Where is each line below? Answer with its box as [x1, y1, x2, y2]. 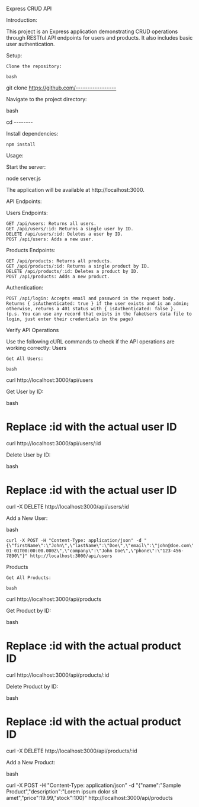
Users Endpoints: [6, 210, 49, 216]
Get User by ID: [6, 388, 44, 395]
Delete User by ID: [6, 451, 51, 458]
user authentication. [6, 41, 55, 47]
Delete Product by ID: [6, 683, 59, 690]
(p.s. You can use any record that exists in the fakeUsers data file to [6, 311, 192, 317]
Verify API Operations [6, 327, 59, 333]
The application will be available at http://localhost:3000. [6, 187, 145, 193]
